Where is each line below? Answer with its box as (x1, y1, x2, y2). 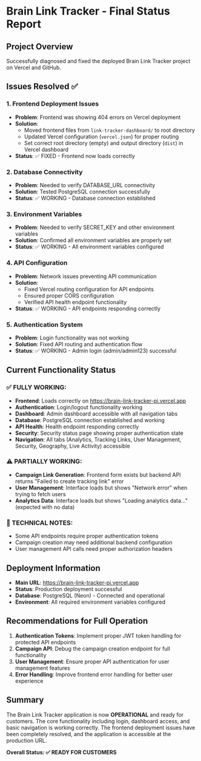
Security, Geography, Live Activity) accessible (15, 442, 130, 449)
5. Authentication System (6, 320, 83, 329)
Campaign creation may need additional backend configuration (15, 539, 173, 546)
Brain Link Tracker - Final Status (6, 4, 171, 18)
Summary (6, 695, 44, 705)
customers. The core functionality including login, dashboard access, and (6, 717, 190, 725)
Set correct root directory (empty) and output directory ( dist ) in (24, 139, 183, 146)
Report (6, 17, 41, 31)
